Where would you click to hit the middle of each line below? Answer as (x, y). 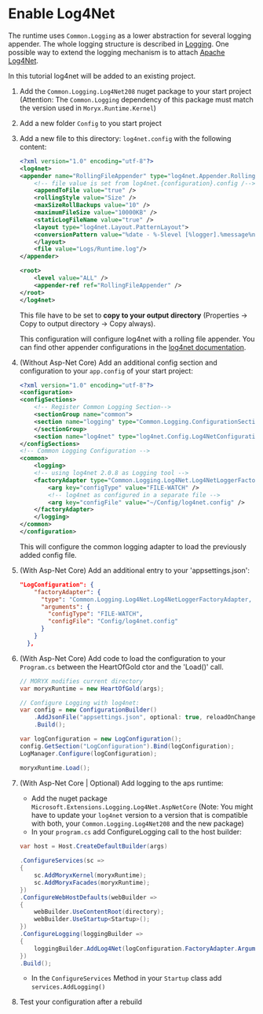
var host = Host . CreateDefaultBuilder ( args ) (93, 846)
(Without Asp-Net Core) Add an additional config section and (118, 362)
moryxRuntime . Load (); (55, 768)
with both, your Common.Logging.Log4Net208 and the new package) (138, 823)
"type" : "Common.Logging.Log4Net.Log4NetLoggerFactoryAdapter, (146, 600)
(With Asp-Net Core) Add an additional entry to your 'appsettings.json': (134, 570)
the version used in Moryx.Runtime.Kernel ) (88, 108)
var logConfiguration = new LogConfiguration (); (100, 739)
